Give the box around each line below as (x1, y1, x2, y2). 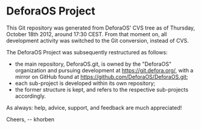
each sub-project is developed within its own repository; (14, 80, 156, 87)
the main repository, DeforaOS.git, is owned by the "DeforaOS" (14, 60, 172, 68)
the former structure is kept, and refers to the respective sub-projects (14, 86, 189, 93)
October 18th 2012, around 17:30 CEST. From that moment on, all (6, 30, 167, 37)
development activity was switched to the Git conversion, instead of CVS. (6, 37, 189, 44)
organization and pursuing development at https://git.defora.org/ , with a (14, 66, 194, 74)
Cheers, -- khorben (6, 116, 55, 123)
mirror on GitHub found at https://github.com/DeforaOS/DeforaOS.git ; (14, 73, 188, 80)
